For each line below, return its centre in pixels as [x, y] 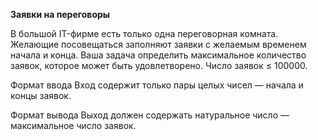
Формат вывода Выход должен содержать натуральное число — [150, 115]
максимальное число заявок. [73, 125]
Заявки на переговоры [60, 14]
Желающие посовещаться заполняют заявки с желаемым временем [158, 44]
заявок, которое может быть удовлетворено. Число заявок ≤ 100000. [159, 65]
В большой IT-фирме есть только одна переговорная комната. [144, 33]
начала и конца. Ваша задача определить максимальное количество [158, 55]
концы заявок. [41, 95]
